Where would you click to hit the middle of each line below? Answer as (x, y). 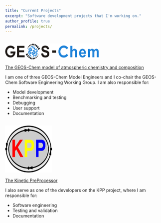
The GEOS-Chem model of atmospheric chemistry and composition (75, 67)
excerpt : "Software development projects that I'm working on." (73, 16)
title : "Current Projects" (33, 10)
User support (26, 108)
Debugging (24, 103)
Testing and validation (35, 210)
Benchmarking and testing (39, 97)
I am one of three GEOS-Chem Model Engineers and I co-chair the (73, 77)
